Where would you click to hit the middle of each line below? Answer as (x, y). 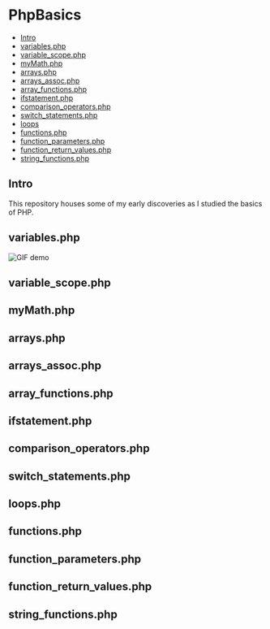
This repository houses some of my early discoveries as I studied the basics (135, 203)
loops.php (35, 504)
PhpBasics (45, 15)
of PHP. (21, 212)
